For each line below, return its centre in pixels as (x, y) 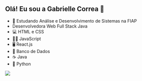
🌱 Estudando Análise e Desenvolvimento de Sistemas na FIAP (74, 21)
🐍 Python (21, 64)
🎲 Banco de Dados (31, 51)
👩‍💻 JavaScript (27, 39)
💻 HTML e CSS (28, 31)
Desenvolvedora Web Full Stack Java (50, 26)
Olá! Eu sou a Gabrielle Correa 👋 (55, 9)
